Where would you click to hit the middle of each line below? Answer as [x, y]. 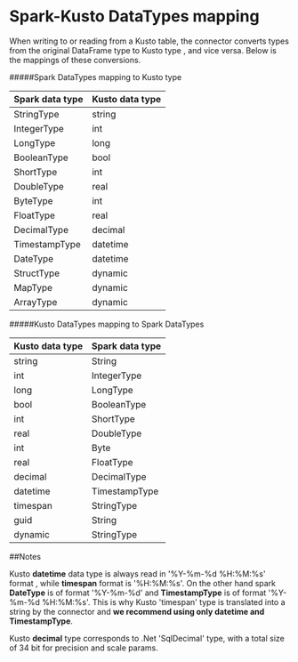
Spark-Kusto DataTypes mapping [134, 16]
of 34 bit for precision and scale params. [84, 648]
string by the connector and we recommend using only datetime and [137, 611]
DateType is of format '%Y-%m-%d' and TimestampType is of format [138, 593]
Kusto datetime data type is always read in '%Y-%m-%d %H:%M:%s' [137, 573]
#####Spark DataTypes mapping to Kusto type [96, 77]
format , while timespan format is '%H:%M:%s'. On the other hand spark [143, 583]
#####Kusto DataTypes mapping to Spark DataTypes [107, 324]
